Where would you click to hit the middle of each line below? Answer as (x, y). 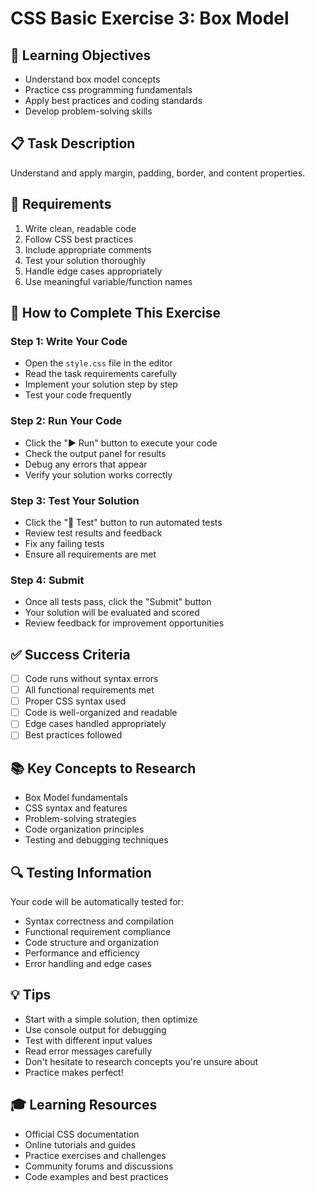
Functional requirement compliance (98, 932)
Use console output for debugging (95, 1029)
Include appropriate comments (88, 249)
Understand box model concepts (92, 79)
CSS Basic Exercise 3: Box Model (150, 18)
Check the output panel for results (95, 453)
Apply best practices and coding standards (113, 100)
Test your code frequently (78, 395)
